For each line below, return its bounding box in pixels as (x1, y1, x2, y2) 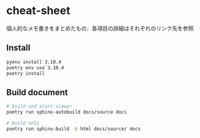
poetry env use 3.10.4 (6, 65, 64, 71)
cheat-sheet (6, 4, 70, 18)
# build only (6, 120, 40, 126)
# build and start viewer (6, 103, 72, 110)
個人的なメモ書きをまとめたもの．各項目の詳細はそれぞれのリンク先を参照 (6, 24, 194, 32)
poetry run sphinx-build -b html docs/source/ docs (6, 126, 141, 132)
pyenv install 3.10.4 (6, 59, 62, 65)
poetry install (6, 70, 45, 76)
